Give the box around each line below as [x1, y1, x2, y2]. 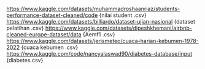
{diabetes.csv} [6, 57, 44, 64]
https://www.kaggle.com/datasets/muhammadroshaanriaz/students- [6, 5, 180, 12]
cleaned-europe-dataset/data [6, 31, 82, 38]
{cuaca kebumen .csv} [21, 44, 79, 51]
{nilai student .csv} [99, 11, 147, 19]
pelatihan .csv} [6, 24, 44, 31]
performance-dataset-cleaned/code [6, 11, 98, 19]
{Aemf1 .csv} [82, 31, 115, 38]
